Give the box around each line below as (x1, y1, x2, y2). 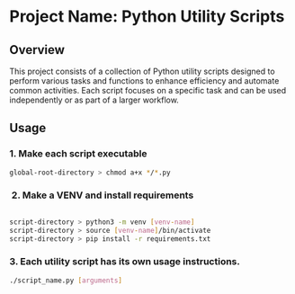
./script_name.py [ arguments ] (9, 276, 123, 285)
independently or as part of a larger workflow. (9, 94, 180, 105)
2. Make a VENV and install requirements (11, 189, 194, 201)
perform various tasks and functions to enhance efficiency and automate (9, 76, 280, 86)
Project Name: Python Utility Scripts (9, 6, 285, 27)
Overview (9, 42, 66, 58)
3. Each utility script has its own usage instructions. (9, 255, 240, 268)
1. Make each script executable (9, 147, 147, 160)
